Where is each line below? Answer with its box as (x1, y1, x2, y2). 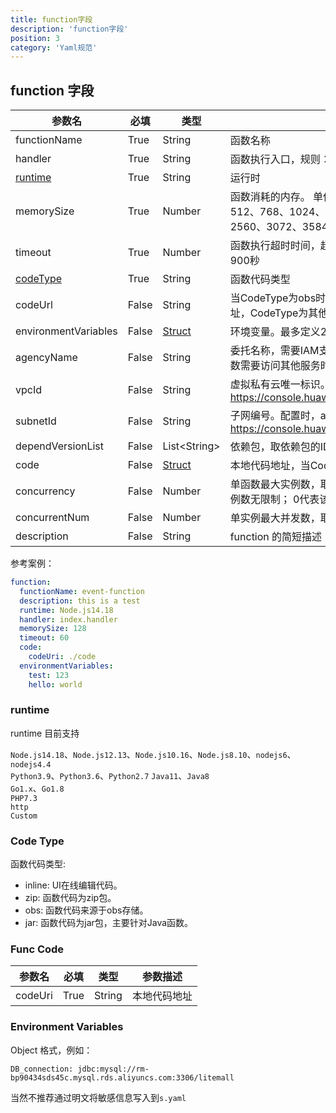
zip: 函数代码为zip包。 (24, 892, 117, 904)
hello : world (28, 679, 83, 690)
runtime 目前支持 (10, 727, 80, 739)
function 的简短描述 (229, 530, 323, 544)
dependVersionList (15, 439, 105, 453)
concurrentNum (15, 511, 90, 525)
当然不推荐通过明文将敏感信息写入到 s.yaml (10, 1091, 187, 1103)
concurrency (15, 484, 76, 498)
